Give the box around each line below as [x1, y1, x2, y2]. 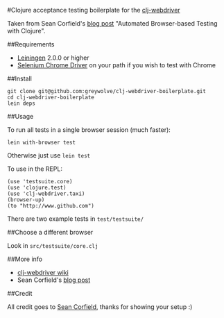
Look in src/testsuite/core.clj [7, 242, 98, 249]
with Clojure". [7, 27, 46, 35]
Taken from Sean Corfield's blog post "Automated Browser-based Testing [7, 19, 218, 27]
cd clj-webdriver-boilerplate [7, 94, 95, 101]
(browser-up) [7, 196, 45, 203]
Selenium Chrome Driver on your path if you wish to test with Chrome [17, 61, 216, 69]
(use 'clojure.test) [7, 184, 67, 191]
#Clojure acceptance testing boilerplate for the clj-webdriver [7, 6, 180, 14]
